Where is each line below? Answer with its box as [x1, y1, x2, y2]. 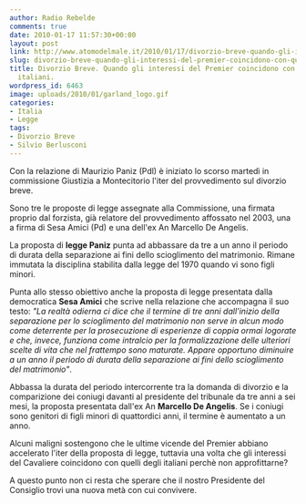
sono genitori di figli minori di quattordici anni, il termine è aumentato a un [9, 410, 286, 421]
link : [9, 47, 30, 57]
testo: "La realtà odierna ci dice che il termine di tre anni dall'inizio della [9, 305, 280, 316]
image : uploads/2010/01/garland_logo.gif [9, 89, 169, 98]
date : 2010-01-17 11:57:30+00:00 [9, 30, 137, 39]
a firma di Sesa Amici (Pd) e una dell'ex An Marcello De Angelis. [9, 221, 249, 232]
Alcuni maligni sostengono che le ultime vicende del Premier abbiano [9, 437, 269, 448]
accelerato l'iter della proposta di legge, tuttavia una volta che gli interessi [9, 447, 287, 458]
